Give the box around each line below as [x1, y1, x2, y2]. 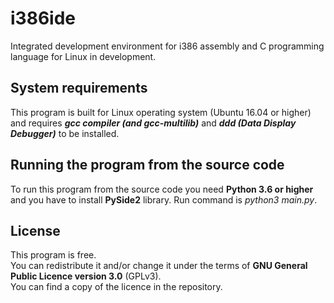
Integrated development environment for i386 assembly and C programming [10, 40, 325, 52]
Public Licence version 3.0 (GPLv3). [10, 270, 162, 282]
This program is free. [10, 249, 97, 261]
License [10, 222, 61, 239]
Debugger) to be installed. [10, 127, 120, 139]
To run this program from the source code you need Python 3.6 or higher [10, 183, 314, 195]
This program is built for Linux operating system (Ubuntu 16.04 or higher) [10, 106, 312, 118]
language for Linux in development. [10, 50, 157, 62]
